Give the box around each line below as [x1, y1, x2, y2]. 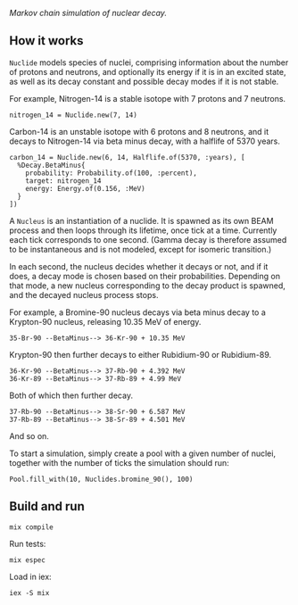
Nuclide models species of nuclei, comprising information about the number [9, 57, 289, 68]
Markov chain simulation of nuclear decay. [9, 8, 168, 18]
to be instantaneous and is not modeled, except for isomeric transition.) [9, 244, 272, 254]
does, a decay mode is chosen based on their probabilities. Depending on [9, 270, 281, 281]
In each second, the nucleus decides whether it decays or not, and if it [9, 261, 269, 271]
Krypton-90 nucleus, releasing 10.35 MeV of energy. [9, 316, 202, 327]
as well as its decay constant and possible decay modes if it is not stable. [9, 76, 279, 87]
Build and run [9, 499, 85, 514]
